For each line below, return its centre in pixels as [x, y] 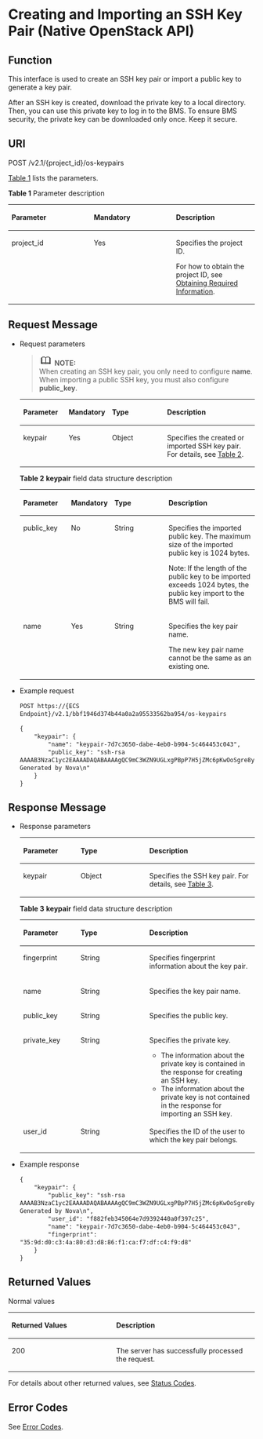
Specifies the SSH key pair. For [199, 876]
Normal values [31, 1301]
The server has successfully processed [180, 1350]
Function [30, 60]
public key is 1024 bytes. [209, 553]
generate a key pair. [40, 87]
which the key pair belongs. [193, 1140]
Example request [47, 690]
